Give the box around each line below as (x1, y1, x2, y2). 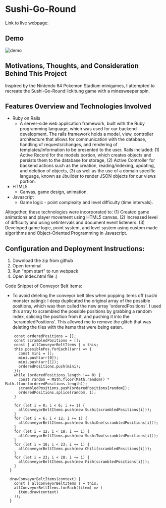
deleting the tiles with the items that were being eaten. (12, 324, 123, 330)
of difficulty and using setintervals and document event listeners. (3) (5, 219, 145, 226)
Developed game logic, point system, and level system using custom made (5, 225, 158, 231)
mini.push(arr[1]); (18, 360, 58, 365)
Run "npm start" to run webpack (12, 268, 79, 274)
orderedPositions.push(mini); (18, 364, 81, 369)
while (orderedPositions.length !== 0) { (14, 373, 101, 378)
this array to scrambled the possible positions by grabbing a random (12, 308, 152, 314)
